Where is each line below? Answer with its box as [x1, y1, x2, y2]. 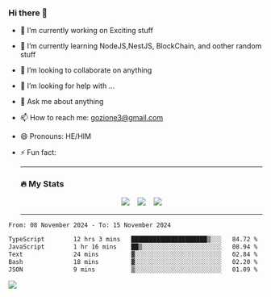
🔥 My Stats [19, 178, 65, 190]
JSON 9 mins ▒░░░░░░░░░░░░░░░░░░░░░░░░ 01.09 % [8, 266, 258, 274]
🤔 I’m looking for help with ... [19, 81, 115, 91]
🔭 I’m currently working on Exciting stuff [19, 26, 153, 36]
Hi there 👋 [8, 7, 48, 19]
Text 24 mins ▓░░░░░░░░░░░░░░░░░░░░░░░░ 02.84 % [8, 250, 258, 259]
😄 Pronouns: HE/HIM [19, 132, 91, 141]
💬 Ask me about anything [19, 97, 104, 107]
